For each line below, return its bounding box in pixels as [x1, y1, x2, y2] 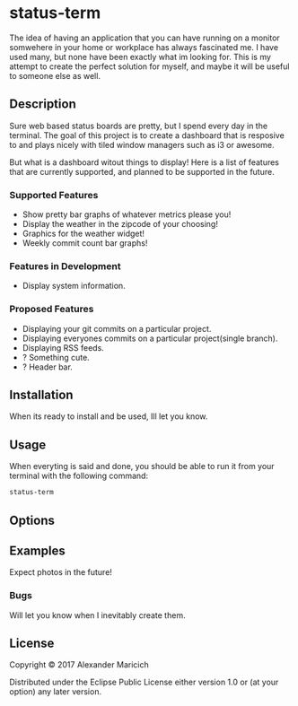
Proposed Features [9, 303, 94, 316]
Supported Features [9, 188, 99, 201]
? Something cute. [22, 352, 90, 362]
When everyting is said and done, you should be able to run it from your [9, 461, 276, 472]
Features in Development [9, 259, 121, 272]
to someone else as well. [9, 70, 101, 81]
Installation [9, 388, 74, 403]
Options [9, 512, 56, 527]
